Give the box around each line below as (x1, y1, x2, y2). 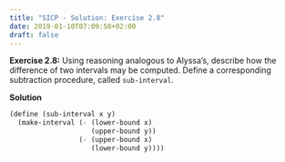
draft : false (9, 30, 59, 39)
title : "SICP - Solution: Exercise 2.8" (9, 13, 166, 23)
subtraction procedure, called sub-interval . (9, 75, 175, 86)
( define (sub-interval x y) (9, 110, 117, 119)
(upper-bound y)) (90, 127, 157, 137)
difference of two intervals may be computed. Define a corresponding (9, 65, 271, 76)
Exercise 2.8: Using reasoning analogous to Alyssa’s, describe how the (9, 56, 277, 66)
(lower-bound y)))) (90, 143, 166, 153)
